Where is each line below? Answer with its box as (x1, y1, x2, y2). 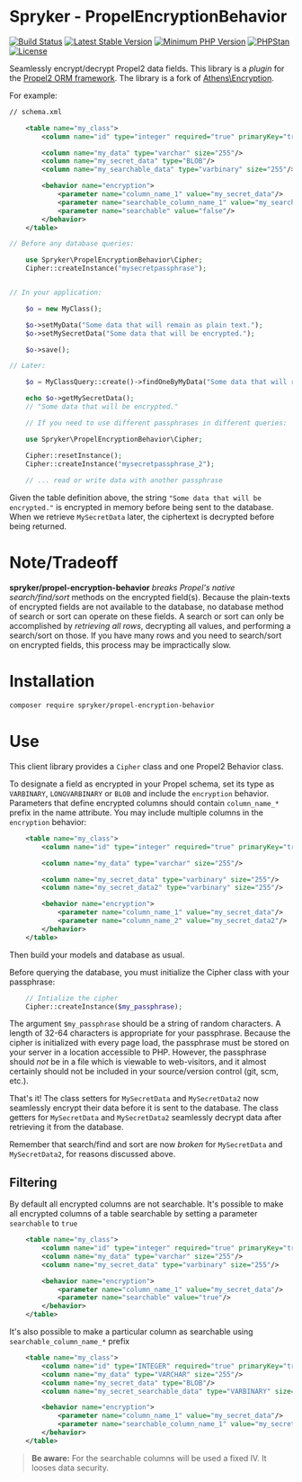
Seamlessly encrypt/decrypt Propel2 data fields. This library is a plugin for (9, 63, 285, 74)
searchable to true (9, 1217, 78, 1229)
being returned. (9, 521, 67, 532)
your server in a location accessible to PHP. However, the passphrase (9, 1046, 267, 1058)
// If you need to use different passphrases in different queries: (25, 418, 288, 427)
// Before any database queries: (9, 239, 135, 248)
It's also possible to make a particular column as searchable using (9, 1326, 253, 1337)
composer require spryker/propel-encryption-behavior (9, 701, 216, 710)
